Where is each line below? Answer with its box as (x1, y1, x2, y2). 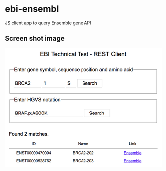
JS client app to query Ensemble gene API (5, 20, 91, 26)
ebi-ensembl (5, 3, 59, 15)
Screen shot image (5, 34, 65, 43)
